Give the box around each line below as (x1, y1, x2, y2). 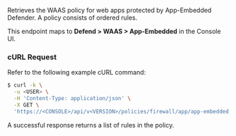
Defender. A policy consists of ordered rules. (7, 13, 138, 22)
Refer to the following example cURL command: (7, 68, 146, 77)
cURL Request (7, 52, 57, 62)
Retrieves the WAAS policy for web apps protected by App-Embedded (7, 6, 212, 14)
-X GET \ (13, 101, 40, 109)
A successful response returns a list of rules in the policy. (7, 120, 175, 129)
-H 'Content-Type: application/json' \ (13, 95, 131, 102)
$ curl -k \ (7, 82, 42, 89)
